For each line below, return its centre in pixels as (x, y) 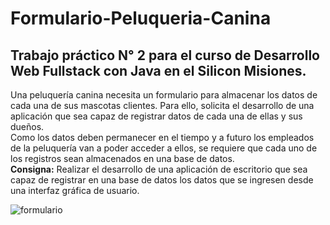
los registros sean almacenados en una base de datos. (122, 158)
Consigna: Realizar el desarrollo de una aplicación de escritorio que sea (159, 169)
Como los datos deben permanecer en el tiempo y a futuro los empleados (162, 137)
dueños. (27, 126)
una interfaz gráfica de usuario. (75, 190)
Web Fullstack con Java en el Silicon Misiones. (158, 70)
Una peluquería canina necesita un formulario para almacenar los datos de (164, 95)
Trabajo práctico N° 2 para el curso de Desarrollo (165, 55)
